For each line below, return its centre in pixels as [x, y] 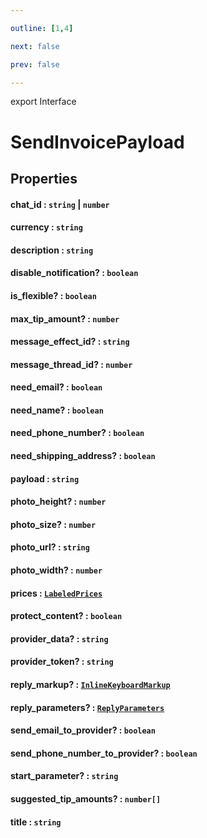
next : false [35, 46]
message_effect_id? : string [70, 342]
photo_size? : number [53, 524]
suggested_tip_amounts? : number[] [86, 798]
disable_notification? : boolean [74, 273]
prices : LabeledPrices [56, 593]
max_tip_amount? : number [65, 318]
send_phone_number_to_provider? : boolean [104, 753]
